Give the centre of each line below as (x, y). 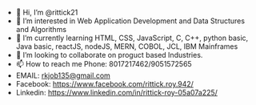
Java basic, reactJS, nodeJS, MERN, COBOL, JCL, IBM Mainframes (127, 46)
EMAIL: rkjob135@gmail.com (63, 75)
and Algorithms (41, 29)
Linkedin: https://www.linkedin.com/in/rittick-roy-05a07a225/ (117, 93)
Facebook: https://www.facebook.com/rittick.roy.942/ (105, 84)
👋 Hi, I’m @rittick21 (47, 12)
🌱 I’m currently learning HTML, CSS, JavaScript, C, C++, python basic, (132, 38)
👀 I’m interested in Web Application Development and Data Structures (130, 21)
